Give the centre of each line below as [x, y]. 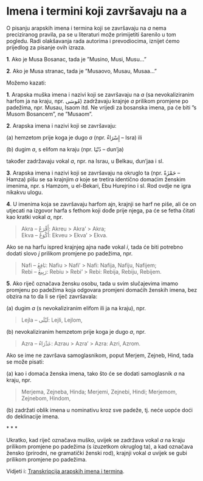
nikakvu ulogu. [25, 192]
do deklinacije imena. [33, 416]
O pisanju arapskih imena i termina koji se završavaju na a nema [86, 28]
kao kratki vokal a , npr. [35, 216]
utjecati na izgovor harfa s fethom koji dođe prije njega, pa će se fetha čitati [101, 210]
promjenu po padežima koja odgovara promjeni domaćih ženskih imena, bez [102, 289]
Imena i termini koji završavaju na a [97, 11]
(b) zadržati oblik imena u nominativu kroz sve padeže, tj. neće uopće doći [100, 410]
